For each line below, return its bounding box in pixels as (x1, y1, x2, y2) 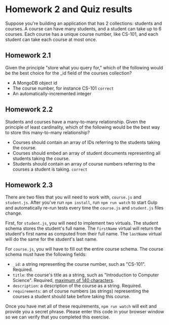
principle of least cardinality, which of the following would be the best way (5, 124, 160, 130)
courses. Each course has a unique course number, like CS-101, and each (5, 31, 158, 37)
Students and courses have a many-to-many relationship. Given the (5, 118, 146, 125)
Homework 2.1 (5, 51, 51, 60)
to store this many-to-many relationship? (5, 129, 90, 135)
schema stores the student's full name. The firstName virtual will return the (5, 225, 161, 231)
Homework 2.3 (5, 181, 53, 189)
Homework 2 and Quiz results (5, 4, 133, 15)
